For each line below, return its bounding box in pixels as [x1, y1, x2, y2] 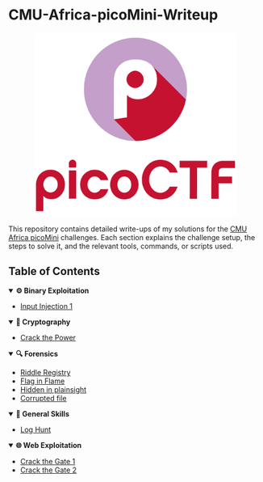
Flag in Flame [19, 376, 65, 386]
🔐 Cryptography [15, 317, 71, 327]
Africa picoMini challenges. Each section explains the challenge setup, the [8, 232, 256, 242]
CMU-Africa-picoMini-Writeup [8, 6, 219, 24]
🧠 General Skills [15, 409, 70, 419]
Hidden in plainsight [19, 385, 87, 395]
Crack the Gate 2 [19, 465, 77, 475]
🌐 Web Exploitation [15, 441, 82, 450]
